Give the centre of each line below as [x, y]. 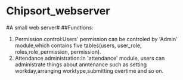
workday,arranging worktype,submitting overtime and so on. [89, 70]
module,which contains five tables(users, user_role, [78, 45]
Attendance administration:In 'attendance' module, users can [90, 58]
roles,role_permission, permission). [58, 51]
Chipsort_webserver [58, 11]
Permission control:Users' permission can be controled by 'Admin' [96, 39]
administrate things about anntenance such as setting [81, 64]
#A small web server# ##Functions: [50, 27]
